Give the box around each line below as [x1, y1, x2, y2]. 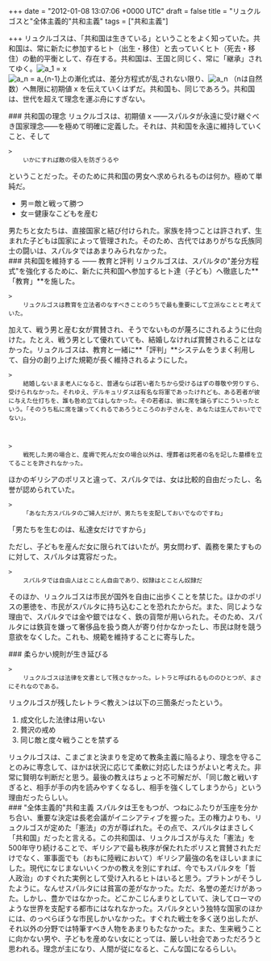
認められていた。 [22, 485, 79, 494]
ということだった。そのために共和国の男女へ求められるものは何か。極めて [8, 171, 256, 181]
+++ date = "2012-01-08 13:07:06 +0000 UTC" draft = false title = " [8, 6, 233, 15]
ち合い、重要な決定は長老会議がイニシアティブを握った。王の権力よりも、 [8, 813, 256, 822]
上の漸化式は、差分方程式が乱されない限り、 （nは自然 [60, 74, 263, 83]
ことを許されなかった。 [19, 460, 87, 468]
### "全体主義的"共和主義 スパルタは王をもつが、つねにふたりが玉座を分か [8, 803, 258, 812]
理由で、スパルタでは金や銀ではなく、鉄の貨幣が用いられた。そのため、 [8, 612, 248, 621]
